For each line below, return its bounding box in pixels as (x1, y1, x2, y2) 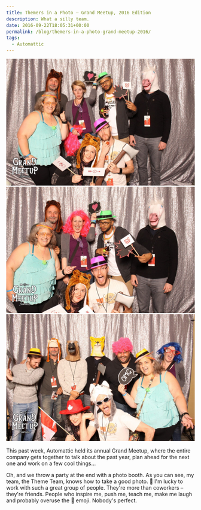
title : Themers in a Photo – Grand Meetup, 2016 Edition (6, 10, 151, 16)
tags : (6, 35, 20, 41)
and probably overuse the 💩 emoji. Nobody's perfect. (6, 497, 138, 504)
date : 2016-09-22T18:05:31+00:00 (6, 22, 90, 28)
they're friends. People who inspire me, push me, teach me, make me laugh (6, 490, 193, 497)
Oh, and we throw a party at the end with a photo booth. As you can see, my (6, 471, 194, 478)
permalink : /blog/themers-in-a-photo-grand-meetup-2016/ (6, 29, 151, 35)
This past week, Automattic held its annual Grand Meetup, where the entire (6, 447, 191, 454)
